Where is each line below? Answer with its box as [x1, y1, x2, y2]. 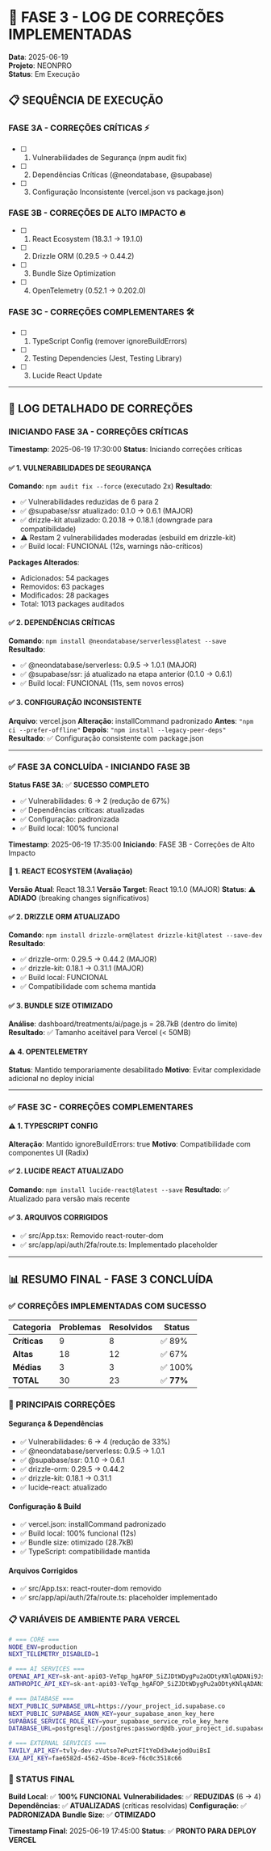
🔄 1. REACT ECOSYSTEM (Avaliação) [8, 866, 133, 877]
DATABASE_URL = [8, 1725, 56, 1733]
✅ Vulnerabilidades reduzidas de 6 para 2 [19, 497, 160, 507]
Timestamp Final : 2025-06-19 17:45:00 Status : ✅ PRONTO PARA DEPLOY [8, 1826, 256, 1836]
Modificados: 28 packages [19, 590, 110, 600]
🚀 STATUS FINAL [8, 1773, 75, 1785]
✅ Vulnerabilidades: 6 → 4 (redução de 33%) [19, 1436, 171, 1447]
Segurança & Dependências [8, 1419, 104, 1429]
